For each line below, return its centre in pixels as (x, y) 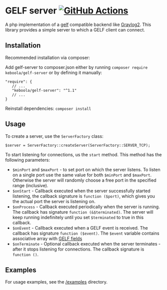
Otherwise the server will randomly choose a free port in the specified (84, 180)
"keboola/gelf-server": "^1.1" (44, 90)
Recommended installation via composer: (48, 57)
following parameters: (28, 160)
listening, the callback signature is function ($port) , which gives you (84, 196)
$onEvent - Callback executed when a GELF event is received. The (80, 228)
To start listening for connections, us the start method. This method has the (83, 154)
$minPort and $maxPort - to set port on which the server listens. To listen (86, 169)
